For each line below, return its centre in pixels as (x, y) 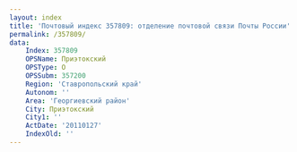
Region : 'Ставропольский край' (84, 84)
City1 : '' (44, 117)
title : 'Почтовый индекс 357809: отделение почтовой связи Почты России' (150, 26)
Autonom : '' (48, 92)
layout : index (36, 17)
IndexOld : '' (50, 134)
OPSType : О (46, 68)
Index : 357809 (52, 51)
